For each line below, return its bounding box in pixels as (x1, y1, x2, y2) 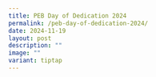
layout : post (8, 34, 52, 43)
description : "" (8, 42, 62, 50)
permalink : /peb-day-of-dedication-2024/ (8, 19, 149, 27)
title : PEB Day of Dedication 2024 (8, 11, 127, 20)
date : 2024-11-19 (8, 26, 66, 34)
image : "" (8, 49, 42, 57)
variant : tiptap (8, 57, 62, 65)
